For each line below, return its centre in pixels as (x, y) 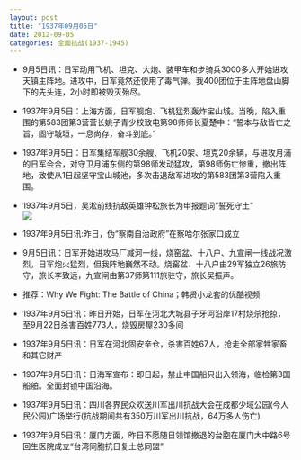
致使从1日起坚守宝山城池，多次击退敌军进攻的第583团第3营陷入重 (159, 176)
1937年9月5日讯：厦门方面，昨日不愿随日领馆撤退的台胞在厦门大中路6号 (156, 435)
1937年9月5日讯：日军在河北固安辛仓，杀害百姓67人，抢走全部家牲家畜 (155, 344)
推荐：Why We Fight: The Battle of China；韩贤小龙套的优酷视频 (141, 294)
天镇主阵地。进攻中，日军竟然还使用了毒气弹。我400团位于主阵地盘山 (152, 81)
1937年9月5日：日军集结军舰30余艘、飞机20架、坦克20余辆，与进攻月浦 (157, 153)
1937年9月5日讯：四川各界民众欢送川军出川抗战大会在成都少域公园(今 (151, 405)
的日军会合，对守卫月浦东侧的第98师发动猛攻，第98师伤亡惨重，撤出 (150, 164)
